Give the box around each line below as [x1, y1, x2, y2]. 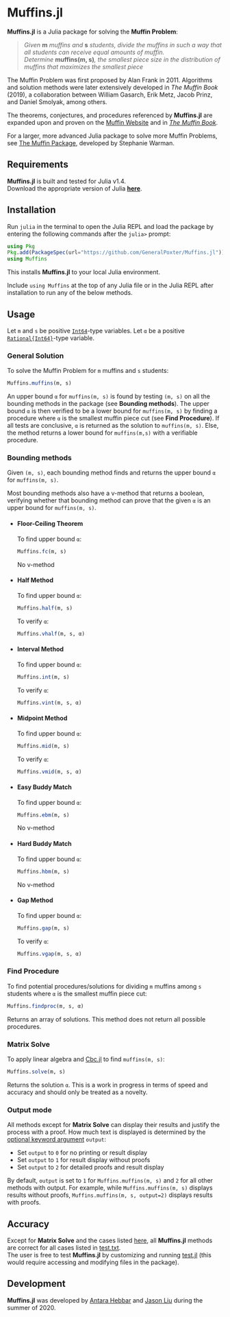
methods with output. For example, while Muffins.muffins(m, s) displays [7, 1184, 214, 1192]
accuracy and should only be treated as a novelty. [7, 1088, 149, 1096]
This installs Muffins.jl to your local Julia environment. [7, 268, 161, 276]
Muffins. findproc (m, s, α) [7, 1002, 84, 1009]
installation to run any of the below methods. [7, 289, 133, 297]
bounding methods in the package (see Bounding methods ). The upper [7, 400, 210, 408]
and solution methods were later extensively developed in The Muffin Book [7, 83, 218, 91]
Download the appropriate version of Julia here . [7, 184, 142, 193]
